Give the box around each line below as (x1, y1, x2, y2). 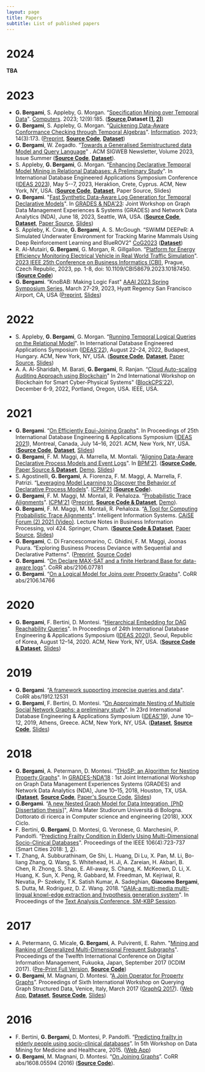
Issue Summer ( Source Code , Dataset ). (15, 155, 116, 162)
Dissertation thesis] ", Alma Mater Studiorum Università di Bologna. (15, 806, 183, 813)
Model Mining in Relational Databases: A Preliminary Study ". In (15, 167, 173, 175)
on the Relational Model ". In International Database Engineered (15, 340, 173, 347)
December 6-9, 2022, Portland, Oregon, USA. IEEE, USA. (15, 385, 159, 392)
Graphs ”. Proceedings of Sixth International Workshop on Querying (15, 978, 185, 986)
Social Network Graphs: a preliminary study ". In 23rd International (15, 706, 182, 713)
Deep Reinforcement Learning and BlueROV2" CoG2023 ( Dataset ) (15, 239, 184, 247)
